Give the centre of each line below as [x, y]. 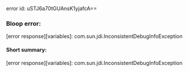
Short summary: [26, 50]
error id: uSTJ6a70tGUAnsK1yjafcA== [52, 8]
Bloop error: [23, 23]
